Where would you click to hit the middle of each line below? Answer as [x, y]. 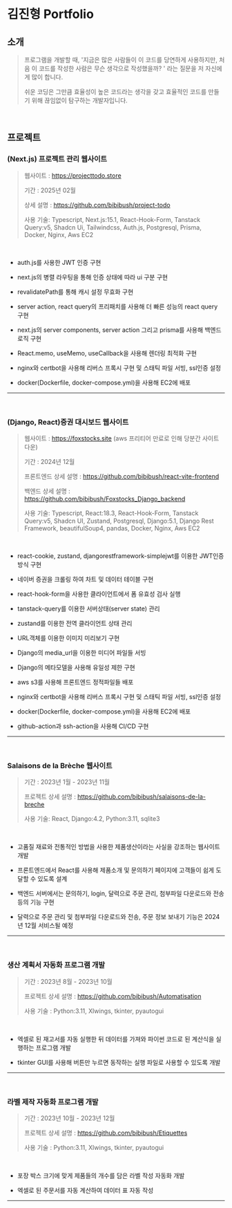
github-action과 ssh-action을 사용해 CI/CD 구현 [83, 726]
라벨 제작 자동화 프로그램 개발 [53, 1102]
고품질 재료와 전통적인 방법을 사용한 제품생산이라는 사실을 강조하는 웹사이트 [119, 847]
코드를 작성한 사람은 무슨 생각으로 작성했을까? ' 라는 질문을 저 [122, 68]
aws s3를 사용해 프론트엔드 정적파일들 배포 [75, 682]
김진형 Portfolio [51, 14]
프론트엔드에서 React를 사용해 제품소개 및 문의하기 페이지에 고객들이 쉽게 [116, 870]
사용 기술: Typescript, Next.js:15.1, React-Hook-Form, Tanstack [112, 219]
